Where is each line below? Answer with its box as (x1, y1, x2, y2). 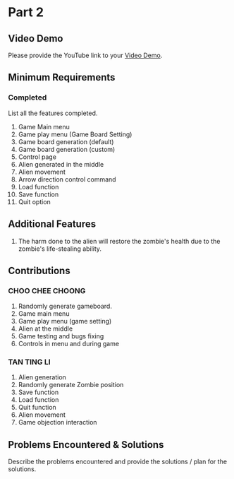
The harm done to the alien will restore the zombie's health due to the (18, 237, 221, 245)
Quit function (18, 403, 57, 412)
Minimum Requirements (8, 71, 116, 83)
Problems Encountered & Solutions (8, 439, 164, 451)
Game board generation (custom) (18, 145, 116, 153)
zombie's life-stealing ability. (18, 244, 101, 253)
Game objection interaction (18, 418, 97, 427)
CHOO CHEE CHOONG (8, 285, 86, 295)
